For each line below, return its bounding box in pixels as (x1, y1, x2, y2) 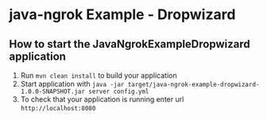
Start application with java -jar (20, 79, 125, 88)
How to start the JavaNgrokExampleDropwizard (9, 37, 250, 51)
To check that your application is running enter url (20, 95, 184, 104)
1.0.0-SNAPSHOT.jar (20, 87, 86, 95)
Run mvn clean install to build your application (20, 71, 177, 80)
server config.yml (87, 87, 149, 95)
